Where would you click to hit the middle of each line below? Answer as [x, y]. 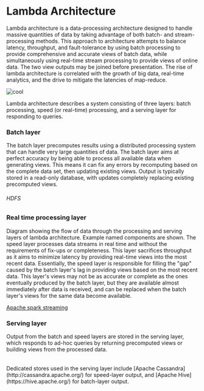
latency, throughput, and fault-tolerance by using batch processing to [93, 48]
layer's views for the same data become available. [69, 295]
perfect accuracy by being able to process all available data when [89, 158]
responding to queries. [35, 116]
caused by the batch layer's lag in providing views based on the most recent [102, 270]
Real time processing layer [46, 217]
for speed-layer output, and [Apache [131, 375]
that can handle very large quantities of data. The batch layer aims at [93, 152]
